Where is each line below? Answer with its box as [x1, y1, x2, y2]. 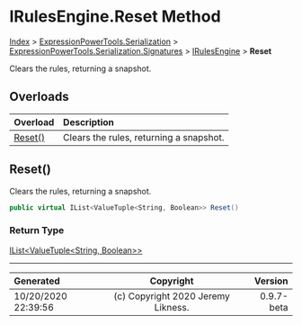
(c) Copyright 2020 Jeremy [113, 290, 231, 302]
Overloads [9, 89, 69, 104]
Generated [13, 275, 60, 287]
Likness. [154, 301, 190, 313]
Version [253, 275, 289, 287]
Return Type [9, 224, 65, 237]
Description [62, 115, 115, 128]
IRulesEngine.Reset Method [9, 6, 222, 27]
